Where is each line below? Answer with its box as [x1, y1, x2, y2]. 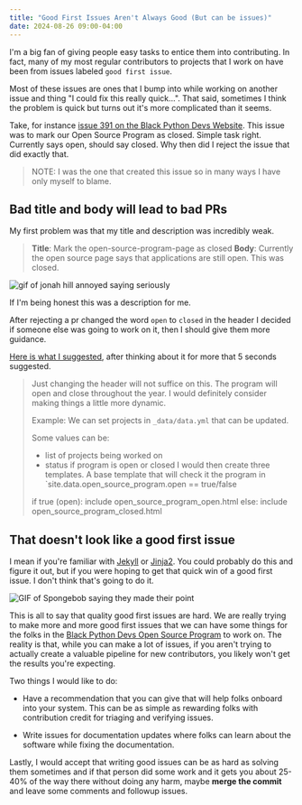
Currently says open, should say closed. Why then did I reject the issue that [9, 139, 290, 150]
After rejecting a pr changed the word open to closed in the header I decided [9, 315, 291, 326]
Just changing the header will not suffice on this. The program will [31, 378, 278, 389]
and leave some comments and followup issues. [9, 786, 188, 797]
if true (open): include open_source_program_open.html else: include [31, 496, 288, 507]
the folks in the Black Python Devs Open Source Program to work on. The [9, 629, 282, 641]
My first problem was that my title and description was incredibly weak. [9, 226, 275, 236]
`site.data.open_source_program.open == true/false [44, 479, 237, 490]
